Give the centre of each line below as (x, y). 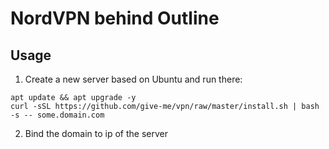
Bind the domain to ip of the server (96, 133)
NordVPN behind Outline (115, 18)
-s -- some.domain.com (57, 115)
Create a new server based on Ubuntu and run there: (133, 79)
